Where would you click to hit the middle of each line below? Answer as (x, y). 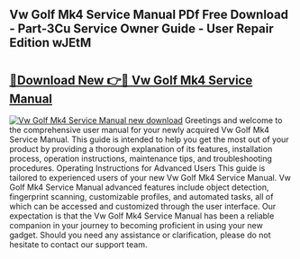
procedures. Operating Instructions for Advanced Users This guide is (137, 168)
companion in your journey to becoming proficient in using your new (136, 225)
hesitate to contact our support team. (78, 245)
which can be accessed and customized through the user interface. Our (143, 206)
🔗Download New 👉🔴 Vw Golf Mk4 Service (131, 80)
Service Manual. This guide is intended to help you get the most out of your (150, 139)
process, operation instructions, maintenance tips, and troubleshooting (141, 158)
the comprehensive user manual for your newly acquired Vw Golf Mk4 (140, 130)
